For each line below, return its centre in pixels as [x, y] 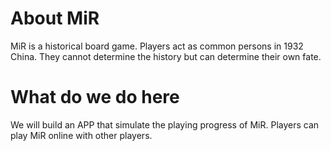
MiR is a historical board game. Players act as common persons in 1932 [157, 46]
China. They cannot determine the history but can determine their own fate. [166, 56]
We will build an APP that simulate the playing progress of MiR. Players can [165, 124]
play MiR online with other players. [81, 135]
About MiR [55, 18]
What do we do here [95, 97]
